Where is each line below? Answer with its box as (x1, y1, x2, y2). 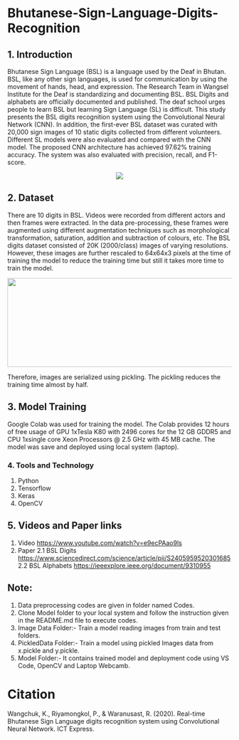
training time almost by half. (7, 380, 89, 388)
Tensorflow (17, 484, 51, 492)
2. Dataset (7, 192, 54, 204)
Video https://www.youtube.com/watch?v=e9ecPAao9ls (17, 539, 183, 547)
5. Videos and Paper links (7, 519, 122, 532)
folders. (17, 631, 41, 640)
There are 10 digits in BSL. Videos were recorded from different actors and (7, 211, 225, 219)
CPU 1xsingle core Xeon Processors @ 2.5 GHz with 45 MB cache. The (7, 435, 216, 443)
